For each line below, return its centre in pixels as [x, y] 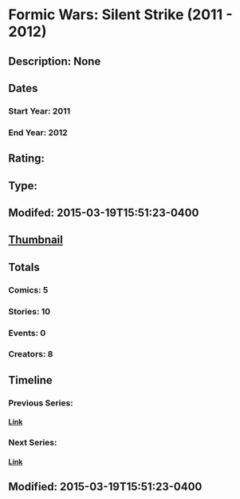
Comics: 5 [28, 289]
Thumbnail [36, 240]
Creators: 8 [31, 354]
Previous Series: [41, 403]
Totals [24, 267]
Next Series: [33, 443]
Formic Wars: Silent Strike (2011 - [120, 15]
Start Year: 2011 [39, 111]
